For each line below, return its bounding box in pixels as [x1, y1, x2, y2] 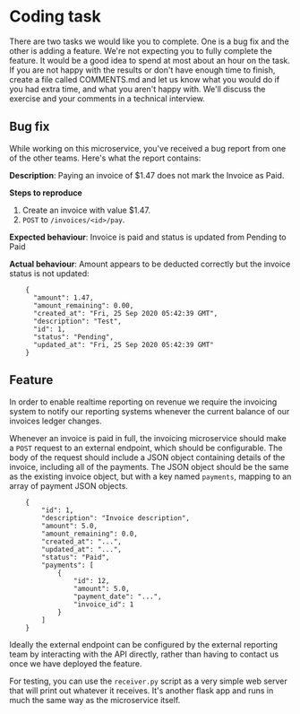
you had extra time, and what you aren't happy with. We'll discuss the [9, 83, 266, 94]
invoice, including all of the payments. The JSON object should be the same [9, 461, 289, 472]
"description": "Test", [32, 317, 123, 326]
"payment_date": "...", [73, 592, 163, 601]
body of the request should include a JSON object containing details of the [9, 451, 286, 463]
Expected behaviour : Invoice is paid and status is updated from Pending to [9, 231, 287, 242]
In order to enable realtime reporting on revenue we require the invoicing [9, 396, 278, 407]
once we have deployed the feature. [9, 657, 142, 669]
